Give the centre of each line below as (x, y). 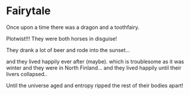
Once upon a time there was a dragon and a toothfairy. (73, 27)
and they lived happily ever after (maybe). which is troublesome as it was (95, 61)
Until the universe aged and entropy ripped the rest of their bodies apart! (95, 85)
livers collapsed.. (27, 74)
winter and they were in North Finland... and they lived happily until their (94, 68)
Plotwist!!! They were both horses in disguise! (62, 38)
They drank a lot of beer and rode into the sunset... (68, 50)
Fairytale (28, 11)
